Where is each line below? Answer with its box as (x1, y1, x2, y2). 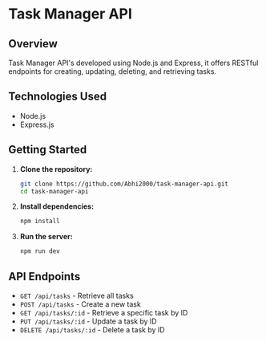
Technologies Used (8, 90, 107, 104)
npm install (19, 218, 60, 226)
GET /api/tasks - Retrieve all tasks (19, 291, 134, 300)
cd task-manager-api (19, 187, 89, 195)
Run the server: (19, 232, 74, 242)
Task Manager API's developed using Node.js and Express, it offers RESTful (8, 58, 259, 67)
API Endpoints (8, 270, 81, 283)
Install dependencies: (19, 202, 95, 211)
